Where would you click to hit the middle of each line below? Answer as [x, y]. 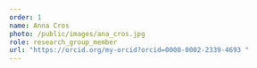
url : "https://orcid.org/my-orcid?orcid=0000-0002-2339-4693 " [129, 50]
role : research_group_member [63, 42]
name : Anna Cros [39, 26]
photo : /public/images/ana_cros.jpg [77, 34]
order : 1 [25, 17]
